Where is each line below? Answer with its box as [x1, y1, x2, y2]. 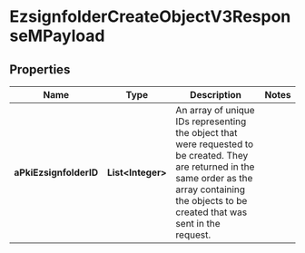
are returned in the [175, 161, 255, 173]
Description [190, 89, 242, 101]
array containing [175, 183, 246, 196]
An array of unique [175, 104, 256, 116]
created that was [175, 206, 248, 219]
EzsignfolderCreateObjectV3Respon [9, 6, 291, 27]
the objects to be [175, 195, 248, 207]
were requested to [175, 138, 254, 151]
